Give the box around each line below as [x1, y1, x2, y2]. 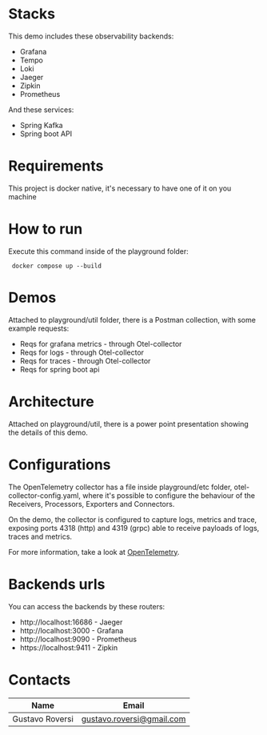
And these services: [8, 105, 74, 114]
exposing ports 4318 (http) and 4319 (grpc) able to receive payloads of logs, [8, 523, 260, 532]
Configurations [8, 456, 111, 473]
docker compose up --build [11, 262, 102, 270]
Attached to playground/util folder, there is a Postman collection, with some [8, 315, 256, 324]
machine [8, 191, 38, 201]
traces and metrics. [8, 532, 73, 541]
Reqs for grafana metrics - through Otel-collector [19, 339, 182, 348]
